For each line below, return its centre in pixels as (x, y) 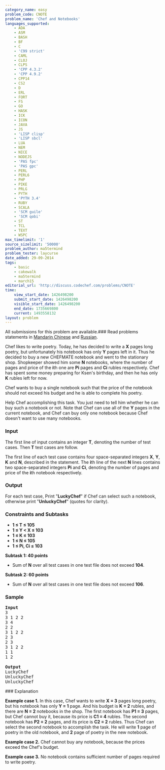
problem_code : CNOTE (26, 14)
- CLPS (21, 65)
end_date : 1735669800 (36, 309)
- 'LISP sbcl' (28, 138)
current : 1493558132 (35, 313)
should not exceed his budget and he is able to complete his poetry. (74, 393)
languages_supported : (27, 23)
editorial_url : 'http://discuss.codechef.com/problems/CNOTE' (70, 286)
